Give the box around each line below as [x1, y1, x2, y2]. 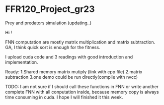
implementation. [5, 59, 38, 65]
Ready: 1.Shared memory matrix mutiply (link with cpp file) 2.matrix [5, 68, 143, 75]
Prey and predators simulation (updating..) [5, 20, 92, 26]
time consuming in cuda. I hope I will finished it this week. [5, 94, 123, 100]
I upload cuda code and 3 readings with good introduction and [5, 53, 133, 60]
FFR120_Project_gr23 [5, 3, 95, 15]
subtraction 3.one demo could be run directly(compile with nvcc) [5, 74, 138, 80]
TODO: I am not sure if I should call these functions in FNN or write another [5, 83, 159, 90]
